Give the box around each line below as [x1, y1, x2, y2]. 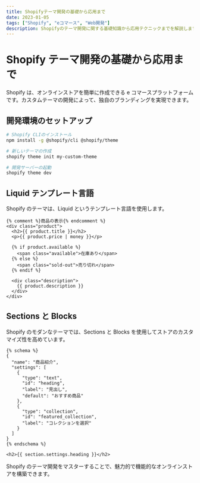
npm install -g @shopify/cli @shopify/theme [6, 137, 118, 143]
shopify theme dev [6, 170, 52, 176]
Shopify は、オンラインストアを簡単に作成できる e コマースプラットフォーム [6, 89, 193, 96]
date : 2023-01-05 [6, 14, 49, 20]
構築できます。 [16, 470, 53, 477]
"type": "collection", [21, 408, 79, 414]
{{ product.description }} [17, 283, 84, 289]
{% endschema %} [6, 441, 46, 447]
